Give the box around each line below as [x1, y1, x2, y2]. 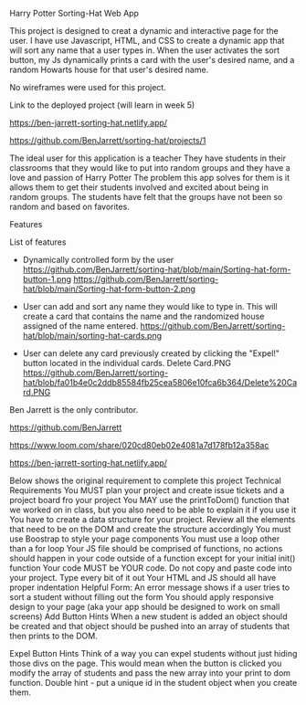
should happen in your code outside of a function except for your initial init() [9, 552, 296, 563]
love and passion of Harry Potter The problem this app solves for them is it [9, 173, 290, 183]
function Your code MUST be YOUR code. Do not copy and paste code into [9, 563, 292, 573]
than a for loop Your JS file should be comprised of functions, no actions [9, 543, 283, 553]
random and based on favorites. [9, 201, 130, 212]
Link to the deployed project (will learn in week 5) [9, 100, 195, 110]
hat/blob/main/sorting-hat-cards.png [22, 331, 163, 341]
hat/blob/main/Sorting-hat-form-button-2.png [22, 283, 196, 294]
